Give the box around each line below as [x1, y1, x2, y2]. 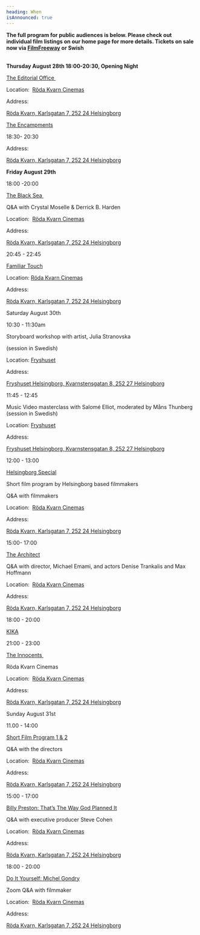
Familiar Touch [6, 262, 44, 269]
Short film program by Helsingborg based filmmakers [6, 480, 139, 487]
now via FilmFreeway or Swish [6, 44, 84, 52]
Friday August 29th [6, 168, 56, 175]
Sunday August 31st [6, 710, 56, 717]
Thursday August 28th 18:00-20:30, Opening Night [6, 62, 138, 70]
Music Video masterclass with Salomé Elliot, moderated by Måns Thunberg [6, 403, 193, 410]
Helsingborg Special [6, 468, 57, 476]
